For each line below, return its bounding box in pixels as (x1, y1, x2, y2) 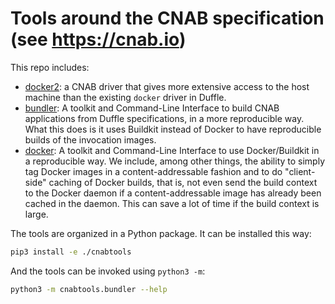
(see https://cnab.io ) (10, 28, 187, 51)
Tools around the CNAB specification (10, 7, 325, 30)
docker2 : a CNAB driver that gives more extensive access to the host (24, 80, 310, 92)
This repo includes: (10, 61, 90, 73)
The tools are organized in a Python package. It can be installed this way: (10, 227, 312, 239)
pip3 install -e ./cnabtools (10, 247, 132, 257)
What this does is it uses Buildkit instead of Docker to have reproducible (24, 123, 322, 135)
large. (24, 208, 49, 220)
